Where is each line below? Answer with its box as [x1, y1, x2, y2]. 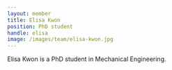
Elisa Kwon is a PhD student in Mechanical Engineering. [7, 55, 166, 63]
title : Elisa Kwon [7, 17, 61, 24]
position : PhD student [7, 23, 73, 30]
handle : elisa [7, 29, 49, 37]
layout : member [7, 10, 52, 17]
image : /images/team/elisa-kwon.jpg [7, 36, 114, 43]
